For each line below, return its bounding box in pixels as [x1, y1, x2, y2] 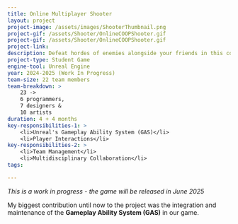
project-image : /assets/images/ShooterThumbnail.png [7, 23, 166, 30]
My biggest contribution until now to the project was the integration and [7, 201, 217, 209]
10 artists [20, 109, 52, 116]
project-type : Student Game [7, 57, 91, 64]
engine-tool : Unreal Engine [7, 63, 91, 70]
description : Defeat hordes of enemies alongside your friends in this [7, 50, 223, 57]
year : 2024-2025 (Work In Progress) [7, 69, 115, 76]
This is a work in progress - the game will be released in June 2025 [7, 187, 205, 195]
